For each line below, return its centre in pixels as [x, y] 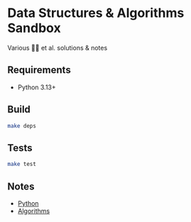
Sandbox [34, 28]
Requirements [39, 70]
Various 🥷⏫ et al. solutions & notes [58, 48]
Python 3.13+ [37, 87]
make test [22, 165]
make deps [22, 126]
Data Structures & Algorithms [96, 13]
